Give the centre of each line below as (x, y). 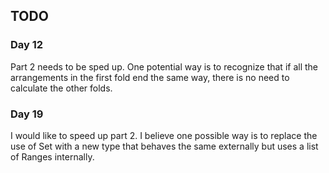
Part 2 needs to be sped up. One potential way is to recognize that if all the (164, 66)
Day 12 (27, 45)
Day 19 (27, 114)
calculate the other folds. (61, 88)
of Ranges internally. (52, 156)
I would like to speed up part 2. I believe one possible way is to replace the (164, 135)
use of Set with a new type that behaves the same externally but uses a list (164, 146)
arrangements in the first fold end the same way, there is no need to (150, 77)
